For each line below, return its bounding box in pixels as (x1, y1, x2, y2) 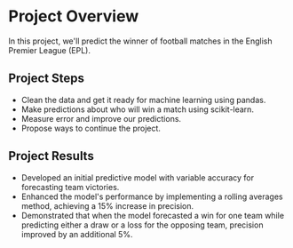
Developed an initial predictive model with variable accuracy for (20, 172, 255, 183)
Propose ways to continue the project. (20, 123, 162, 133)
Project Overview (8, 6, 139, 27)
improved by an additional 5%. (20, 228, 133, 239)
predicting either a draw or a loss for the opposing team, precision (20, 220, 264, 230)
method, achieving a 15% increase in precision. (20, 200, 194, 211)
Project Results (8, 148, 94, 164)
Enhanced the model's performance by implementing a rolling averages (20, 191, 283, 202)
